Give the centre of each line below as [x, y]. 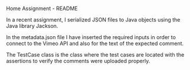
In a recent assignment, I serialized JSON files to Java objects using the [93, 20]
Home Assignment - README [42, 8]
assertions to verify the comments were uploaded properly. [78, 61]
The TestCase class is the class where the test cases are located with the [95, 55]
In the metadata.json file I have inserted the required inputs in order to [91, 37]
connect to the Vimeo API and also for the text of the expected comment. [95, 43]
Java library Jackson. [32, 26]
